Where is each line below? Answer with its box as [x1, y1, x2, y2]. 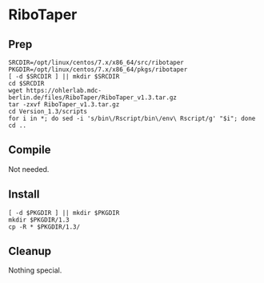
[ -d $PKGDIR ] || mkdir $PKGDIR [8, 209, 120, 217]
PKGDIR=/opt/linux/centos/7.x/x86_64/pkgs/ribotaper [8, 66, 188, 74]
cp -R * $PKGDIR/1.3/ [8, 222, 81, 231]
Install [8, 188, 40, 201]
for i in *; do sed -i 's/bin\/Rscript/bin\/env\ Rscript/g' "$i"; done [8, 114, 256, 122]
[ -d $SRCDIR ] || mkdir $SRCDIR [8, 73, 120, 81]
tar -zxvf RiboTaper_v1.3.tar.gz [8, 101, 120, 109]
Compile [8, 143, 51, 157]
